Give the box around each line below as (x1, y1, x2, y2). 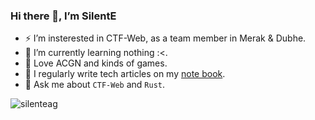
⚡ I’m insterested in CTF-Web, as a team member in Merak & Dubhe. (24, 32, 307, 44)
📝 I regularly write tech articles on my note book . (24, 68, 226, 80)
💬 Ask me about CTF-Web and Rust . (24, 79, 165, 91)
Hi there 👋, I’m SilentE (10, 9, 117, 23)
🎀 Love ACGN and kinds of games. (24, 57, 168, 69)
